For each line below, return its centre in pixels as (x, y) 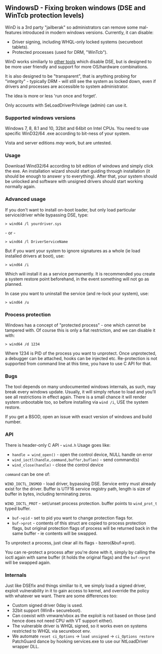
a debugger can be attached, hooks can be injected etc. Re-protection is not (81, 358)
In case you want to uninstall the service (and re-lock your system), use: (77, 294)
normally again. (20, 187)
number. (13, 422)
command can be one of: (28, 474)
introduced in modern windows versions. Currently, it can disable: (88, 32)
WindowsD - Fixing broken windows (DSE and (75, 8)
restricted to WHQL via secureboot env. (51, 631)
